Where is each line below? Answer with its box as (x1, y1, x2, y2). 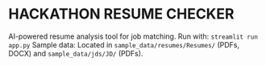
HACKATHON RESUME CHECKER (8, 5, 235, 23)
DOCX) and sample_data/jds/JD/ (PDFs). (8, 48, 143, 58)
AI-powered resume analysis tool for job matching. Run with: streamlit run (8, 31, 258, 41)
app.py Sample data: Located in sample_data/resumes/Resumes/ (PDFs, (8, 39, 240, 49)
